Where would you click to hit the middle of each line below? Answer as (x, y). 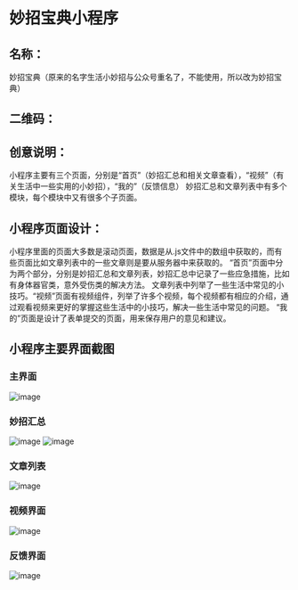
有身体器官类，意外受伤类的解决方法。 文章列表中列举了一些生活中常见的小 (147, 285)
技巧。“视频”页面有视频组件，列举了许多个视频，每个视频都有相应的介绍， (145, 296)
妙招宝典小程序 (64, 18)
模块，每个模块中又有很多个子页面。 (76, 198)
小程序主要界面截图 (62, 349)
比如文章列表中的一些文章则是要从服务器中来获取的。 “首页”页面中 (154, 263)
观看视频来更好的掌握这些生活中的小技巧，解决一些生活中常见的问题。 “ (148, 307)
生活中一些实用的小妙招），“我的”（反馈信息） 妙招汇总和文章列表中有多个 (152, 186)
